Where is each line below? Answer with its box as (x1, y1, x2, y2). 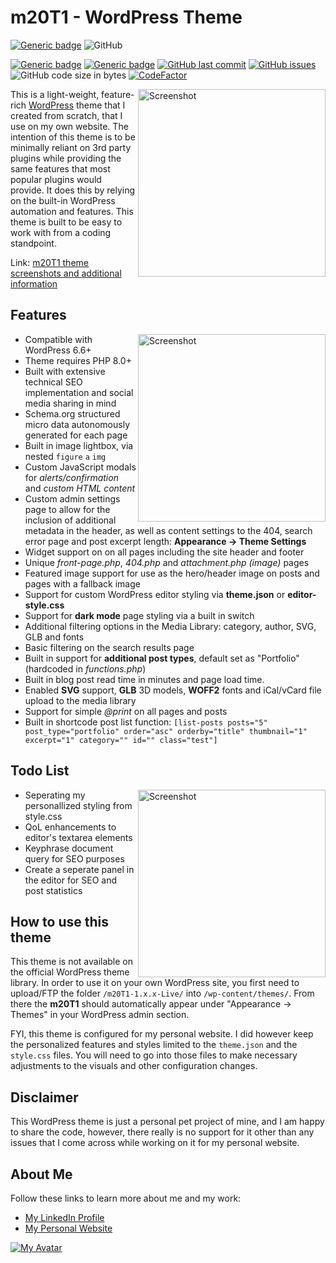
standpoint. (10, 237, 57, 249)
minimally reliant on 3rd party (10, 141, 132, 153)
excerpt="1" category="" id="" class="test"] (24, 735, 218, 745)
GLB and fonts (24, 631, 85, 643)
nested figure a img (24, 450, 107, 462)
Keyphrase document (24, 842, 114, 854)
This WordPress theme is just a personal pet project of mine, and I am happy (10, 1116, 325, 1128)
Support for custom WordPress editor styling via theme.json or (24, 588, 286, 600)
